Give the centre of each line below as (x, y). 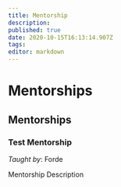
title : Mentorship (38, 15)
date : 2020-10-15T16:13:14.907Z (60, 37)
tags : (17, 45)
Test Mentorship (40, 142)
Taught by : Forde (36, 159)
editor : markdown (36, 52)
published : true (34, 30)
